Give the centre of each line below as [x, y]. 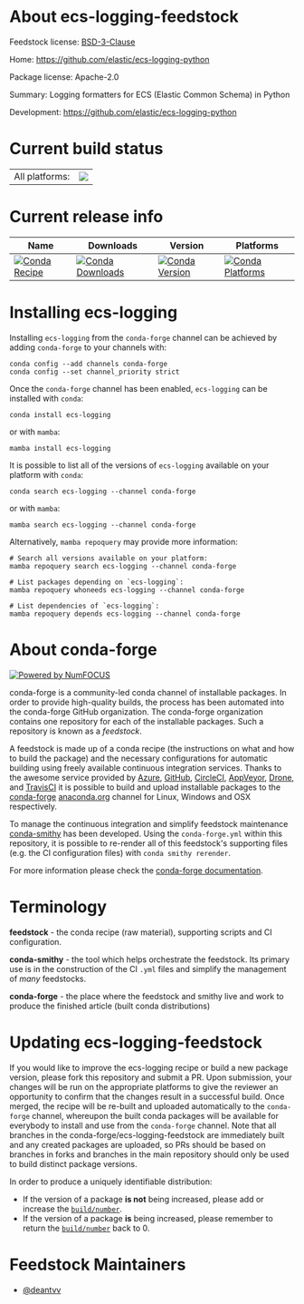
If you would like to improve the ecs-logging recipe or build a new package [149, 1067]
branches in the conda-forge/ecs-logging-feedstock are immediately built [147, 1134]
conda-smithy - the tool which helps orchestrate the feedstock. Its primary [150, 959]
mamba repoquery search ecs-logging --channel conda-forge [123, 566]
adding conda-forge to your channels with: [88, 347]
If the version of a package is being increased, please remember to [147, 1218]
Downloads [113, 245]
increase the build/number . [72, 1209]
